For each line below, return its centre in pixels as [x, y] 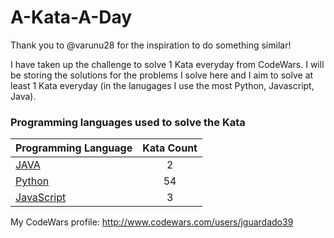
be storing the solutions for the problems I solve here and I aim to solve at [162, 75]
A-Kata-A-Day [71, 17]
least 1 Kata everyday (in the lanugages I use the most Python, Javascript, [162, 85]
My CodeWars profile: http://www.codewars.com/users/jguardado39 [152, 222]
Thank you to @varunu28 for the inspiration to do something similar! [151, 45]
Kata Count [170, 148]
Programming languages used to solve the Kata [128, 122]
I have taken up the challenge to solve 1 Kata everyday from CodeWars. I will [167, 64]
